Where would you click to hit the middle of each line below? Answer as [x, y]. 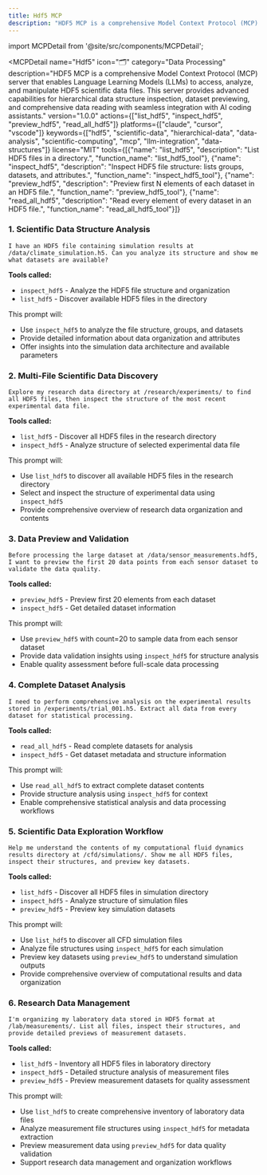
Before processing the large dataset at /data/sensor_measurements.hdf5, [133, 555]
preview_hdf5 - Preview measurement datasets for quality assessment [135, 1081]
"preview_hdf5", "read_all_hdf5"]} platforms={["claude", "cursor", [116, 124]
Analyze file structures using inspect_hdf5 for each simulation [122, 948]
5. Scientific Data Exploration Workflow [86, 831]
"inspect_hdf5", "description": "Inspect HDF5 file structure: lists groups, [126, 166]
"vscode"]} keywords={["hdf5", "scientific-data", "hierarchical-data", [122, 132]
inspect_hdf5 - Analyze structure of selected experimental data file [130, 445]
